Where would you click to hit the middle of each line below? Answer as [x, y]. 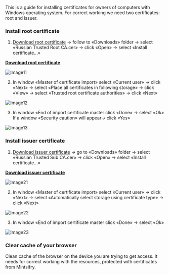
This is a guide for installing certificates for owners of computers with [78, 7]
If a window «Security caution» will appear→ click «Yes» [71, 118]
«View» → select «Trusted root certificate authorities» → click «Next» [85, 93]
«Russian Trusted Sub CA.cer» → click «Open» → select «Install [79, 157]
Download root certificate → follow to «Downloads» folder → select [83, 42]
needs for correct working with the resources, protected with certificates [81, 261]
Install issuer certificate [35, 141]
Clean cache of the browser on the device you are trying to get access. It [81, 256]
